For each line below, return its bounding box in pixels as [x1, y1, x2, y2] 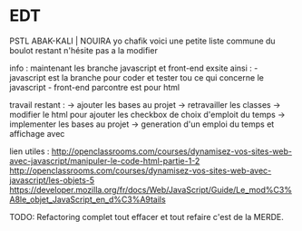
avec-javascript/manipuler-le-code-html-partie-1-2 [9, 155, 200, 166]
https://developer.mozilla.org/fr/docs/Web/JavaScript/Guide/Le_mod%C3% [9, 184, 293, 195]
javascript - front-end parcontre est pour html [9, 82, 180, 92]
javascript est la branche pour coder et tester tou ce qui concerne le [9, 72, 265, 82]
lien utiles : [9, 146, 50, 157]
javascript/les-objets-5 [9, 174, 95, 186]
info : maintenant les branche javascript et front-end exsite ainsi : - [9, 63, 258, 73]
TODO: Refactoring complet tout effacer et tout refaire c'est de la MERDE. [9, 211, 284, 222]
